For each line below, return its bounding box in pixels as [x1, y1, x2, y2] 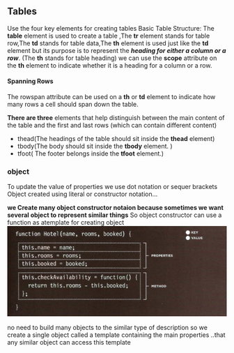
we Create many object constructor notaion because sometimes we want [7, 204, 224, 212]
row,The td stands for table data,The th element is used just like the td [7, 38, 209, 47]
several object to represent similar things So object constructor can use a [7, 211, 222, 219]
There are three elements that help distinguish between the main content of [7, 114, 225, 122]
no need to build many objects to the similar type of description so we [7, 323, 208, 331]
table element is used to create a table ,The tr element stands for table [7, 31, 210, 40]
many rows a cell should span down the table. [7, 100, 139, 109]
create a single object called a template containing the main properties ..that [7, 331, 226, 339]
